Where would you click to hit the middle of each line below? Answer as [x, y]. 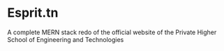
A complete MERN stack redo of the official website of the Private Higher [112, 32]
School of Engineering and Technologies [66, 39]
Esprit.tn [33, 13]
